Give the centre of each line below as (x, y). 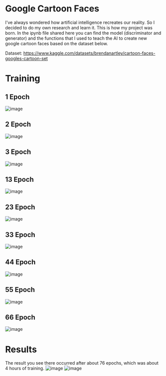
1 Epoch (17, 97)
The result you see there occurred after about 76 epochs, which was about (82, 363)
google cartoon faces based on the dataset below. (57, 43)
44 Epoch (20, 262)
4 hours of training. (25, 369)
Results (21, 349)
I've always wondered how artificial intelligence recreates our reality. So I (80, 22)
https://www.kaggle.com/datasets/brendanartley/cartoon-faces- (89, 53)
